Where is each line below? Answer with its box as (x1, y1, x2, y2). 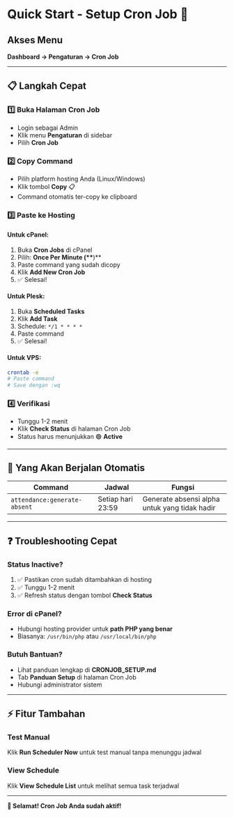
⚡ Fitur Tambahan (7, 707, 86, 719)
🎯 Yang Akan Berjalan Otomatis (7, 462, 145, 474)
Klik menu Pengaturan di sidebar (17, 130, 113, 139)
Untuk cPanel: (7, 230, 49, 239)
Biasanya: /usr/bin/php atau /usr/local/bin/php (17, 632, 157, 640)
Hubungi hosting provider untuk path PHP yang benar (17, 624, 173, 634)
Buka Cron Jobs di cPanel (17, 246, 93, 254)
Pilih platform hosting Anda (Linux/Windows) (17, 174, 146, 183)
